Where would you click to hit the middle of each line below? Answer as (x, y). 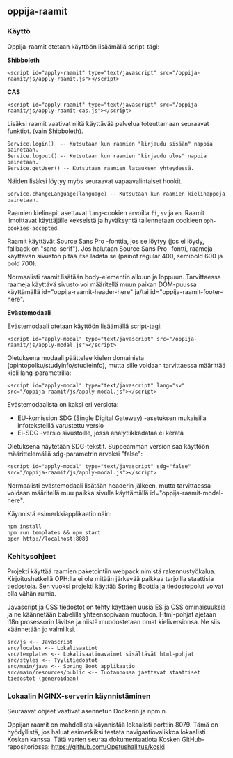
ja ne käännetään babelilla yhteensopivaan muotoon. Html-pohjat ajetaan (112, 614)
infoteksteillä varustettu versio (61, 425)
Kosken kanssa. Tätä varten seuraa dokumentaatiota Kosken (94, 740)
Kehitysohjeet (31, 556)
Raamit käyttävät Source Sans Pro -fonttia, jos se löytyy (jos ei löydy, (106, 241)
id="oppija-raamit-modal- (187, 493)
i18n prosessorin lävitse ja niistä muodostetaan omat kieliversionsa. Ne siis (114, 621)
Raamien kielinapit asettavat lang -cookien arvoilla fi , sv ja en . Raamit (106, 212)
